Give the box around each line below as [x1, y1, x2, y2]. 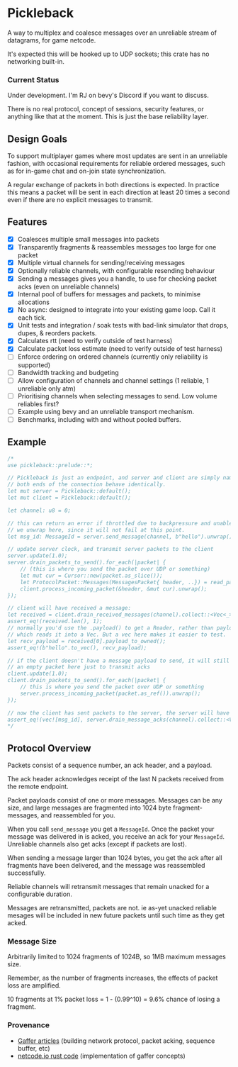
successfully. [7, 868, 46, 877]
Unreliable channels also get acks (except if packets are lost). [7, 840, 187, 849]
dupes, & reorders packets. [17, 329, 97, 337]
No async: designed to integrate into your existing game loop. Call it [17, 306, 216, 314]
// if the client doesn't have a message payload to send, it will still [7, 657, 230, 664]
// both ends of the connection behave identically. [7, 481, 166, 488]
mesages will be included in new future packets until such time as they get [7, 911, 225, 920]
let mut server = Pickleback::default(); [7, 488, 132, 495]
